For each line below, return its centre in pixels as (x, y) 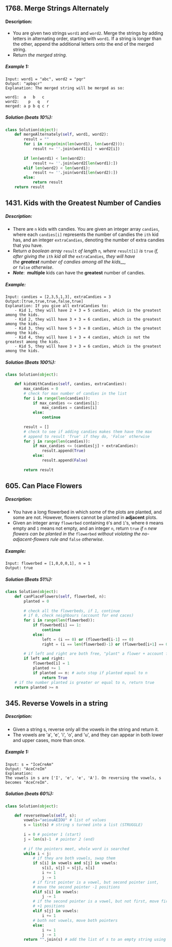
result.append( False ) (65, 460)
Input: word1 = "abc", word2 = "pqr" (46, 79)
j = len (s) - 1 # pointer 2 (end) (59, 839)
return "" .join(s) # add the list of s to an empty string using (95, 940)
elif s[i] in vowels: (56, 892)
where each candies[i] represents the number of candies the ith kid (85, 235)
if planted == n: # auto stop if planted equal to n (90, 673)
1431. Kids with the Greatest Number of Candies (83, 203)
